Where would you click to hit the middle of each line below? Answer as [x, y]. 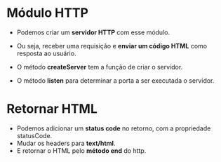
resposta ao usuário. [46, 53]
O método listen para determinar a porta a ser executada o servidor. [115, 80]
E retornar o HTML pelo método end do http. [81, 150]
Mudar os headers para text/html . [66, 143]
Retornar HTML [52, 109]
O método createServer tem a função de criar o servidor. [100, 67]
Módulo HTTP [48, 13]
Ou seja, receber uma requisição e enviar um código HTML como [112, 46]
